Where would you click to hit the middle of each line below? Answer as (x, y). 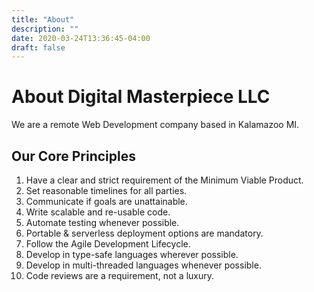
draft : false (38, 47)
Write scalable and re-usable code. (98, 212)
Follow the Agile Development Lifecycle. (108, 244)
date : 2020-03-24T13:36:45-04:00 (81, 38)
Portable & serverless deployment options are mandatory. (144, 233)
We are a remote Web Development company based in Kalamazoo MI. (155, 125)
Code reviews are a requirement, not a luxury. (120, 275)
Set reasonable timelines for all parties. (106, 190)
